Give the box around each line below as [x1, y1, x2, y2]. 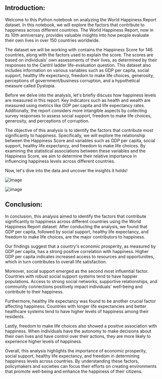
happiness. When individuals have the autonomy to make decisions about [5, 328, 151, 334]
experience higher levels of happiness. [5, 338, 82, 344]
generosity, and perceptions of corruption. [5, 118, 89, 124]
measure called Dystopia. [5, 82, 56, 89]
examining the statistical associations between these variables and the [5, 148, 146, 154]
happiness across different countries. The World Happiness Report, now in [5, 27, 154, 33]
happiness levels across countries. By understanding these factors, [5, 358, 139, 364]
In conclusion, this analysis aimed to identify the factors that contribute [5, 213, 147, 219]
